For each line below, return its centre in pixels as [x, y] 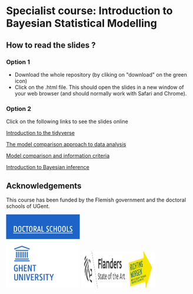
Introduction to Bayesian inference [48, 167]
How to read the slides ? [51, 45]
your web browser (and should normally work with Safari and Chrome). [101, 93]
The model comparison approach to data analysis [66, 144]
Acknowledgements [44, 186]
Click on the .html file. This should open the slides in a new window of [99, 87]
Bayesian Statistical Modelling [81, 23]
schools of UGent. [28, 206]
